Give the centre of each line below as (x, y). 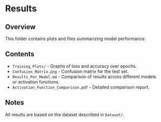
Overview (21, 27)
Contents (20, 54)
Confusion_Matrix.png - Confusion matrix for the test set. (70, 71)
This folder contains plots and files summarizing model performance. (76, 39)
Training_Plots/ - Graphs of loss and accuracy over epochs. (75, 66)
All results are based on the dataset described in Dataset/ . (65, 115)
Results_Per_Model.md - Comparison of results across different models (84, 77)
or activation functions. (36, 81)
